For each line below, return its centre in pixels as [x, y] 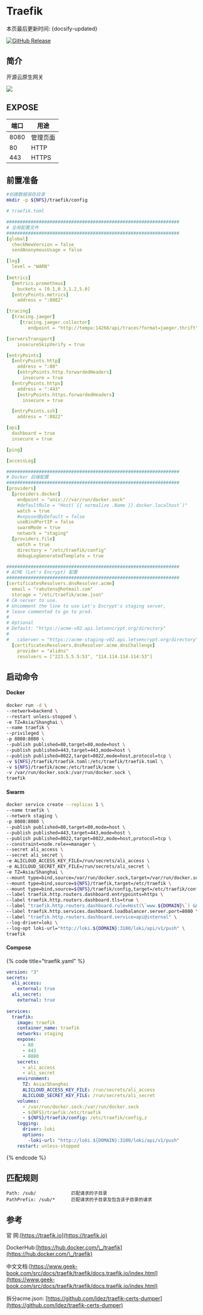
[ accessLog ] [21, 461]
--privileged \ [25, 734]
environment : [34, 1079]
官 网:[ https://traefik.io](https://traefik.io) [57, 1235]
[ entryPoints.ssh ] [35, 411]
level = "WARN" [31, 267]
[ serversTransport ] [31, 339]
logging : [28, 1124]
